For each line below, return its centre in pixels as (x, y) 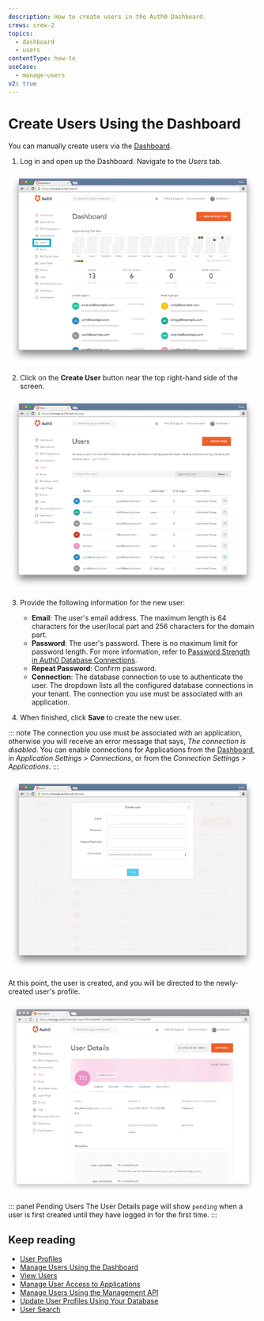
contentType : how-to (42, 59)
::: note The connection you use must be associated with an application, (125, 732)
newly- (227, 983)
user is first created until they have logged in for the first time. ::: (113, 1215)
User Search (40, 1309)
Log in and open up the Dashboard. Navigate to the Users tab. (121, 161)
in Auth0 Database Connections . (84, 660)
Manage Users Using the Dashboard (79, 1267)
